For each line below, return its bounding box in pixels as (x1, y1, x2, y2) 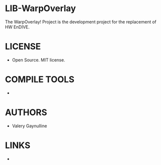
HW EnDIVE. (5, 24, 30, 30)
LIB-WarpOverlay (5, 3, 76, 14)
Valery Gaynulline (12, 123, 47, 129)
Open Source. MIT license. (12, 57, 65, 63)
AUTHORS (5, 107, 47, 118)
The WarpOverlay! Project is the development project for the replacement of (5, 19, 157, 25)
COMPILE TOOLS (5, 74, 74, 85)
